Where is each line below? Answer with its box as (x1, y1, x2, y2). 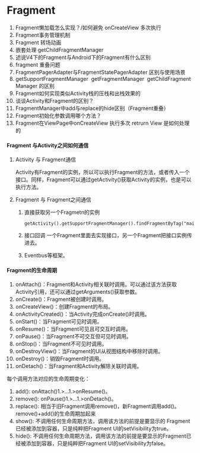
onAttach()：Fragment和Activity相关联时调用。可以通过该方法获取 (15, 281, 177, 288)
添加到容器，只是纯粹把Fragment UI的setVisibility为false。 (26, 440, 169, 447)
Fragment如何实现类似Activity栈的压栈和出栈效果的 (15, 90, 141, 97)
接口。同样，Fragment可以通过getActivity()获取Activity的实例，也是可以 (15, 176, 192, 183)
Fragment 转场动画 (15, 39, 62, 46)
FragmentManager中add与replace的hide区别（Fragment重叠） (15, 105, 169, 112)
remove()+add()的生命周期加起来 (15, 410, 96, 417)
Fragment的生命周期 (7, 266, 58, 273)
